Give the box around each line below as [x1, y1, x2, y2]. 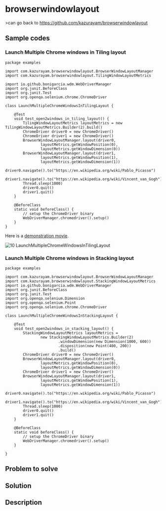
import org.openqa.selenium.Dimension [5, 296, 85, 301]
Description [5, 498, 42, 507]
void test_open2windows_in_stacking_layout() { [14, 326, 114, 331]
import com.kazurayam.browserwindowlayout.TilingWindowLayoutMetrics [5, 73, 152, 78]
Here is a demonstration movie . [5, 233, 69, 239]
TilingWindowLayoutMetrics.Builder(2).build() [5, 125, 103, 130]
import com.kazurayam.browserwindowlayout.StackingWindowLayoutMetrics [5, 279, 156, 284]
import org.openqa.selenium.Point [5, 300, 77, 305]
